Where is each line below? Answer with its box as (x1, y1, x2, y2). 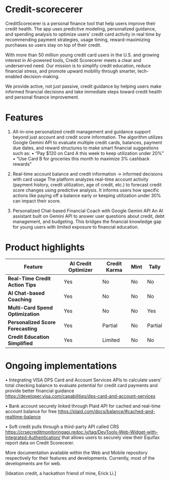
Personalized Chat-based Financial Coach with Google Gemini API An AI (12, 207, 163, 214)
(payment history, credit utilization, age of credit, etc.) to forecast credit (12, 181, 162, 187)
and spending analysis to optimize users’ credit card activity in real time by (5, 31, 161, 37)
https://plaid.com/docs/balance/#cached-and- (58, 408, 155, 414)
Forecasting (8, 325, 37, 332)
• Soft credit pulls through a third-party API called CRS (5, 423, 119, 430)
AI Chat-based (8, 290, 45, 297)
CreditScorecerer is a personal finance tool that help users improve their (5, 20, 156, 26)
